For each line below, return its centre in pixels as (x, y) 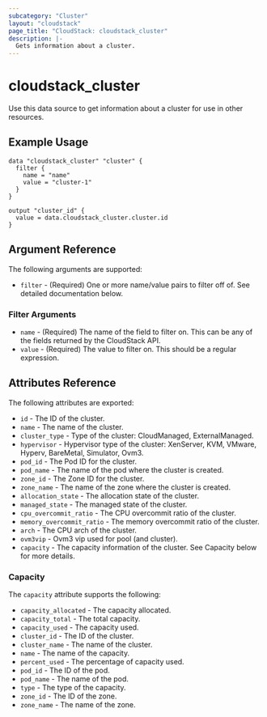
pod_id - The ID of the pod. (65, 670)
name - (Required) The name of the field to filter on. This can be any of (136, 332)
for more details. (47, 556)
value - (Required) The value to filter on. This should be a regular (128, 349)
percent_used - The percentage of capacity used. (102, 662)
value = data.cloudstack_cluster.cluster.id (92, 218)
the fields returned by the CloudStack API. (90, 340)
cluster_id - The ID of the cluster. (77, 636)
